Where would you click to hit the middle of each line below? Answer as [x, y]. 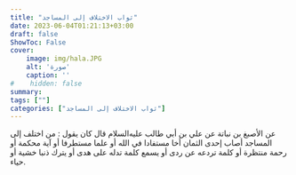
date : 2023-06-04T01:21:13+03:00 [72, 26]
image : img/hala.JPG [64, 59]
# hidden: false [46, 84]
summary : [26, 91]
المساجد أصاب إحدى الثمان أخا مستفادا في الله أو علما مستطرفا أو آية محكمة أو [141, 143]
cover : [22, 51]
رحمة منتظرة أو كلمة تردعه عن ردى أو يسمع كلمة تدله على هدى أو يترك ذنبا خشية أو [148, 153]
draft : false [34, 34]
